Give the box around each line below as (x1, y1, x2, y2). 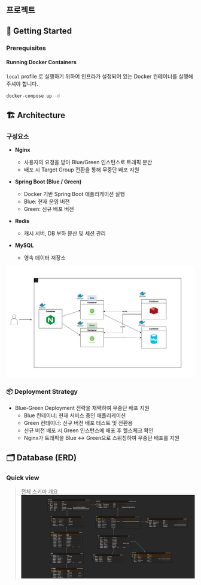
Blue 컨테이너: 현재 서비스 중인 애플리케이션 (23, 412, 126, 419)
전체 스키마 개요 (20, 488, 58, 495)
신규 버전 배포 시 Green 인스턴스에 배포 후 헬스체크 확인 (23, 427, 154, 434)
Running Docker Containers (6, 59, 77, 66)
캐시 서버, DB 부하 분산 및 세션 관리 (23, 230, 106, 237)
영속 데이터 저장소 (23, 254, 66, 261)
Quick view (6, 474, 39, 482)
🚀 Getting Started (6, 26, 72, 36)
